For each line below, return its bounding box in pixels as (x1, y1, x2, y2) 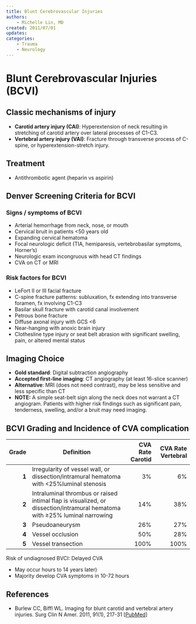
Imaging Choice (6, 353, 65, 363)
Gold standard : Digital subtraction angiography (14, 369, 128, 376)
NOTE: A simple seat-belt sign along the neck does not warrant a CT (14, 394, 180, 401)
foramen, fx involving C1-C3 (14, 299, 82, 306)
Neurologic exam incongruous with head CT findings (14, 253, 142, 260)
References (6, 589, 49, 599)
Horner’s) (14, 247, 38, 254)
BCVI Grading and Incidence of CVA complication (6, 423, 190, 433)
